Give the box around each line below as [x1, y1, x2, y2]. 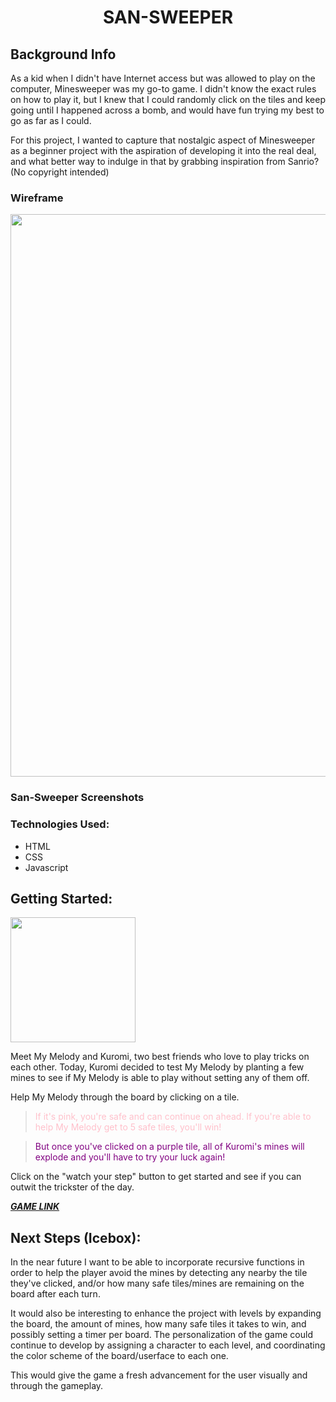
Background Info [10, 46, 117, 63]
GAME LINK [10, 1201, 60, 1213]
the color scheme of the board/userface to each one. [10, 1350, 229, 1362]
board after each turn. [10, 1288, 101, 1300]
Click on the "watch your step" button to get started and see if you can [10, 1171, 302, 1183]
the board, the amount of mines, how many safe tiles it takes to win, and [10, 1318, 307, 1330]
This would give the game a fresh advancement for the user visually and [10, 1369, 308, 1381]
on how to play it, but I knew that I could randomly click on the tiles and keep [10, 94, 327, 105]
